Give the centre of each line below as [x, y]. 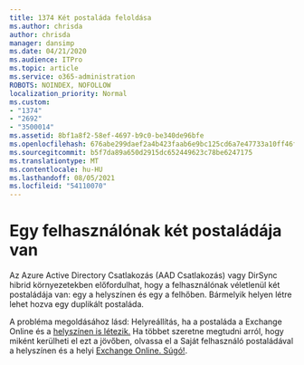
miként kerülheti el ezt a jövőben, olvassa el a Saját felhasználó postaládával [152, 341]
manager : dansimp [42, 43]
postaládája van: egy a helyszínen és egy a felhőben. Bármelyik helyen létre [151, 294]
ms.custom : [30, 102]
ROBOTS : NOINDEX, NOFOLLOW [60, 85]
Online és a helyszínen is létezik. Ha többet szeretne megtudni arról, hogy [147, 331]
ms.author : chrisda [46, 26]
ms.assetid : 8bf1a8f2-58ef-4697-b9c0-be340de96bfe [107, 136]
